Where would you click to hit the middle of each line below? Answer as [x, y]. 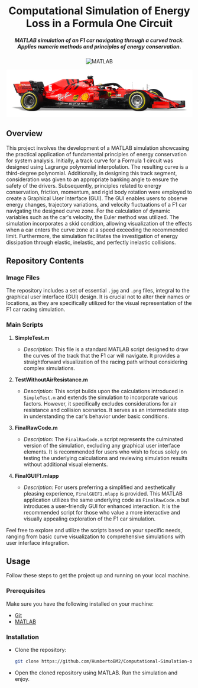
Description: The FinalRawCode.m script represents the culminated [103, 439]
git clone [27, 661]
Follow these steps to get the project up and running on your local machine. [98, 576]
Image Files [23, 278]
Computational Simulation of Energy [99, 11]
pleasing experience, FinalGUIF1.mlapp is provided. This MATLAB [103, 493]
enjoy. [22, 679]
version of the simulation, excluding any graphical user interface [102, 445]
